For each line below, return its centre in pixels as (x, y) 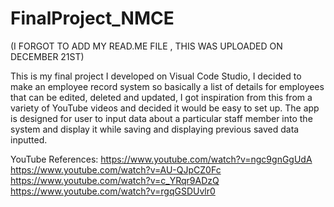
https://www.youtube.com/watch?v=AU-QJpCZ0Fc (116, 169)
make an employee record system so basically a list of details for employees (167, 86)
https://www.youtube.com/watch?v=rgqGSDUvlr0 (113, 191)
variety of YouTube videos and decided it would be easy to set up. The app (165, 108)
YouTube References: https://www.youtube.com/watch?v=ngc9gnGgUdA (161, 159)
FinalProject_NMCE (92, 18)
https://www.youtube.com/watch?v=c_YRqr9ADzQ (115, 180)
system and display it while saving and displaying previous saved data (155, 129)
